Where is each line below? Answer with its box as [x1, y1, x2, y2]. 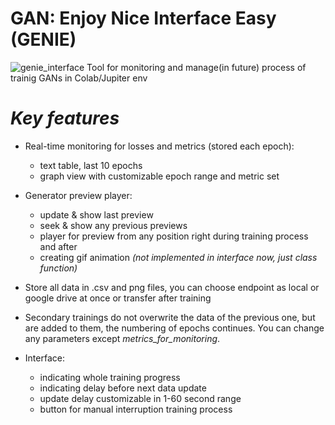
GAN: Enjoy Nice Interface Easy [10, 7, 277, 30]
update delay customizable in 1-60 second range [39, 392, 242, 404]
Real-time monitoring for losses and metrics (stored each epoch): [24, 140, 295, 152]
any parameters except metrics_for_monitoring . [24, 332, 221, 344]
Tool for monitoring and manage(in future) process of [86, 61, 307, 73]
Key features [10, 107, 120, 130]
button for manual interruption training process [39, 403, 233, 415]
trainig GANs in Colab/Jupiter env [10, 72, 148, 84]
